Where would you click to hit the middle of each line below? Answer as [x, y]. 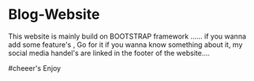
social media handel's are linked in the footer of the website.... [109, 53]
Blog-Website [54, 15]
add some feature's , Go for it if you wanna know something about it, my [125, 44]
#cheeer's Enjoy [35, 68]
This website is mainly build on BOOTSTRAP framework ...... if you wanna [127, 36]
